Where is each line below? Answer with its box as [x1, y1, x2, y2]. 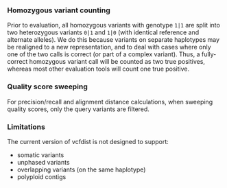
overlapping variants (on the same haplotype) [16, 165, 146, 174]
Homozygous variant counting [7, 5, 111, 15]
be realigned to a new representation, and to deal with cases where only [7, 43, 211, 51]
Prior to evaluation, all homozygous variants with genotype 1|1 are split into [7, 21, 221, 30]
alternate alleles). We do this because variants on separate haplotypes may [7, 36, 220, 44]
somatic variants [16, 150, 64, 159]
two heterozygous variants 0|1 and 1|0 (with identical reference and [7, 28, 200, 36]
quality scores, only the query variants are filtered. [7, 105, 150, 113]
